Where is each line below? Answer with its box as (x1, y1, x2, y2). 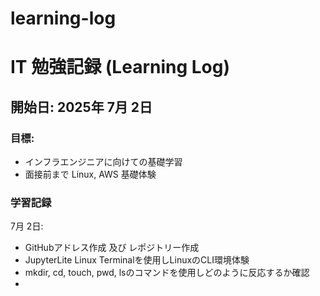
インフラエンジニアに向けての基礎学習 (24, 156, 183, 168)
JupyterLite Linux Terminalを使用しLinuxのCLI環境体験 (24, 254, 250, 266)
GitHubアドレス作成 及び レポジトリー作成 (24, 242, 200, 254)
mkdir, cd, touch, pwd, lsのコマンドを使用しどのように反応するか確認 (24, 267, 310, 279)
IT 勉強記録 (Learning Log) (10, 56, 231, 79)
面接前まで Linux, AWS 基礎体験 (24, 168, 157, 181)
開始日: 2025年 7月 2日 (10, 98, 153, 116)
